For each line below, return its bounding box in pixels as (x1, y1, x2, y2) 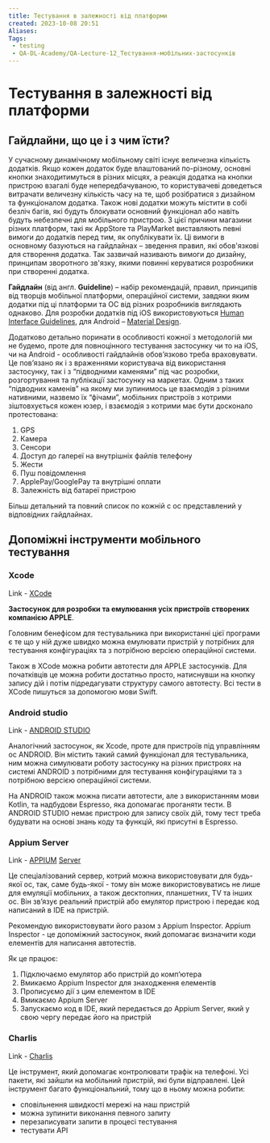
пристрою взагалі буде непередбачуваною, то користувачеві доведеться (8, 181, 263, 190)
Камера (19, 434, 48, 443)
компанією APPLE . (8, 612, 74, 622)
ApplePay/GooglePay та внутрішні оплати (19, 477, 161, 486)
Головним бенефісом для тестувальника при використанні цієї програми (8, 628, 260, 638)
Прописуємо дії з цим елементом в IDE (19, 987, 156, 997)
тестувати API (19, 1125, 69, 1135)
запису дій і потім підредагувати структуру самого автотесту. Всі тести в (8, 678, 262, 688)
